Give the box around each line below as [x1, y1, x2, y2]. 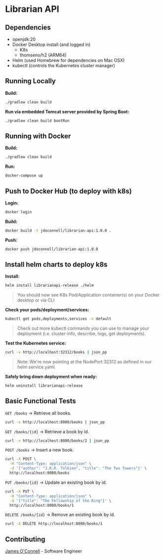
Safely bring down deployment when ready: [5, 374, 97, 379]
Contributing [5, 535, 45, 543]
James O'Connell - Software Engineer [5, 548, 82, 554]
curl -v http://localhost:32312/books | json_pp [5, 350, 107, 355]
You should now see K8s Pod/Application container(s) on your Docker [17, 292, 160, 298]
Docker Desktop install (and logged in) [12, 42, 91, 48]
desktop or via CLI [17, 297, 55, 303]
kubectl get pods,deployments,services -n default [5, 316, 112, 321]
